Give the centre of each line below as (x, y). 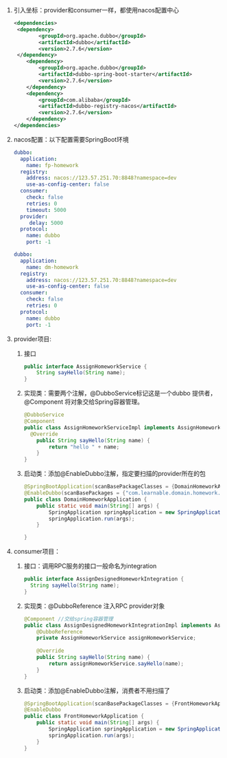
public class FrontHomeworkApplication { (84, 716)
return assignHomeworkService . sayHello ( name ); (116, 663)
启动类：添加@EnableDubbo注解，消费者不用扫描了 (97, 691)
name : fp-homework (52, 165)
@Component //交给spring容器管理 (68, 619)
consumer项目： (37, 552)
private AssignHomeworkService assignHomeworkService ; (117, 638)
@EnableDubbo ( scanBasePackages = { (74, 493)
